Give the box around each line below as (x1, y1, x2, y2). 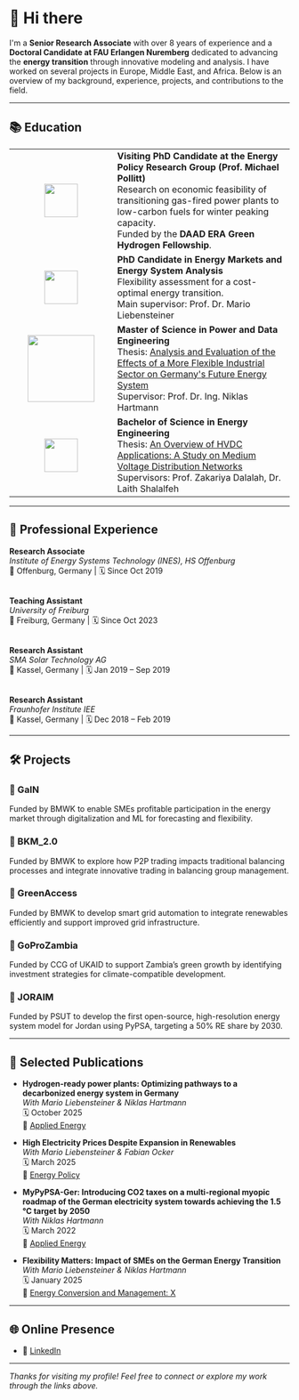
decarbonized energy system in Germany (21, 1088, 180, 1098)
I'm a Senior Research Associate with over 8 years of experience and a (9, 37, 273, 48)
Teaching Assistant (9, 595, 83, 606)
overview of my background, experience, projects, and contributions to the (9, 75, 284, 85)
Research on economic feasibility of (117, 182, 267, 195)
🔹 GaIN (9, 783, 40, 796)
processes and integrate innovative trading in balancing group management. (9, 865, 289, 876)
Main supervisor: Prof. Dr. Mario (117, 297, 251, 310)
